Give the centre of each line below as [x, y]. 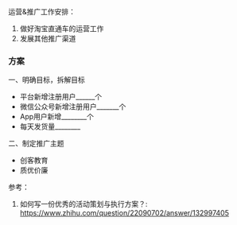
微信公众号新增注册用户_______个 [73, 107]
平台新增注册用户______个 [61, 97]
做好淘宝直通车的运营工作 [62, 29]
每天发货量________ [50, 126]
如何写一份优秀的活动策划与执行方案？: [84, 204]
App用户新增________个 [56, 117]
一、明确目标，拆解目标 [47, 80]
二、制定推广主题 [36, 144]
